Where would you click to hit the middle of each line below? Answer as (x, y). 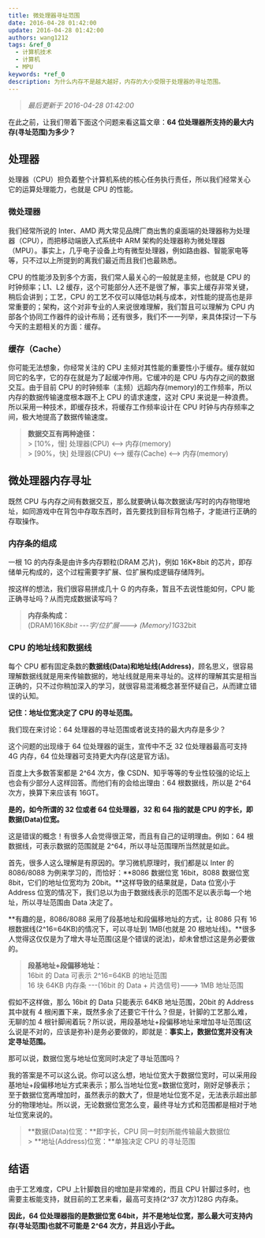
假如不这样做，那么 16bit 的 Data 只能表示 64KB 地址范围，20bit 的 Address (131, 1002)
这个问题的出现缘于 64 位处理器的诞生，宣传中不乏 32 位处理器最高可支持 (128, 747)
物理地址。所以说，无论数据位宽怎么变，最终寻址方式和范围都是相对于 (136, 1105)
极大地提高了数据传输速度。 (67, 416)
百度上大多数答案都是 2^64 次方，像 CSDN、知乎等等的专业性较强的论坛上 (129, 773)
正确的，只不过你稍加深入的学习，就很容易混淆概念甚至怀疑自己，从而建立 (129, 686)
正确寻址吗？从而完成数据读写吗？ (63, 599)
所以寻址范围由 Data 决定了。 (69, 902)
